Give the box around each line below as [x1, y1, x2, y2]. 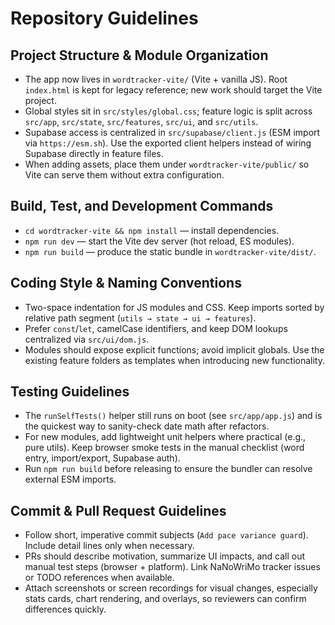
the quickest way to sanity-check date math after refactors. [24, 420, 270, 432]
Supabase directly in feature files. [24, 148, 164, 159]
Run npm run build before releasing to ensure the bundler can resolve [24, 463, 313, 475]
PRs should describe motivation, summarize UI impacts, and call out [24, 550, 306, 562]
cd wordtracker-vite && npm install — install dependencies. [24, 224, 280, 236]
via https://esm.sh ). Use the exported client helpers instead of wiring [24, 137, 312, 149]
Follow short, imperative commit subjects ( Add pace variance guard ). [24, 529, 309, 541]
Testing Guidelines [10, 383, 130, 401]
